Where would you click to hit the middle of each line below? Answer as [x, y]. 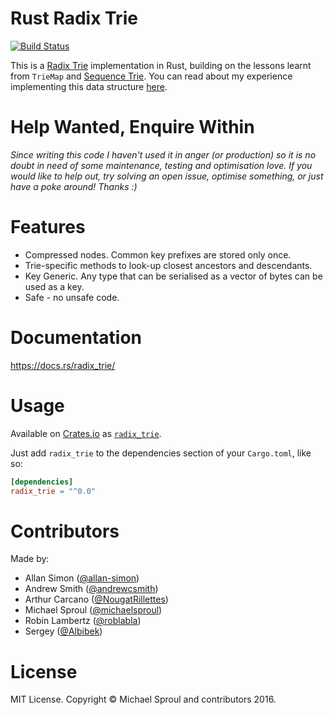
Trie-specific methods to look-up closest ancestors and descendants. [168, 265]
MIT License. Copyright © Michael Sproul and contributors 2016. [143, 699]
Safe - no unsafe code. [72, 297]
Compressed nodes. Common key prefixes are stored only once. [158, 254]
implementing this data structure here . [89, 86]
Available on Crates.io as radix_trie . [86, 433]
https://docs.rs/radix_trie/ [63, 365]
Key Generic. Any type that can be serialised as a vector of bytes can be [173, 276]
